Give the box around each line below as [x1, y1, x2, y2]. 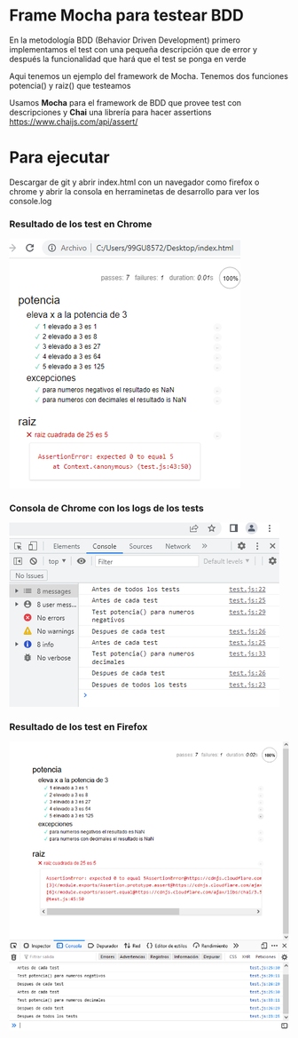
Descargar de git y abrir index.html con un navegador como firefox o [9, 177, 260, 187]
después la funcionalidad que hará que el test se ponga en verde [9, 53, 247, 64]
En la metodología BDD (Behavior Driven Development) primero [9, 35, 241, 45]
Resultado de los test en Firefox [9, 721, 148, 733]
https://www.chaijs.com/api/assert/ [9, 116, 138, 127]
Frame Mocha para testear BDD [9, 5, 244, 26]
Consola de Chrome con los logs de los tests [9, 503, 204, 515]
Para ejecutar [9, 147, 110, 168]
